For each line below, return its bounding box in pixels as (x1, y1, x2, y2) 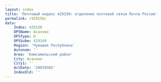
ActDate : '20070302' (14, 66, 55, 70)
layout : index (5, 7, 34, 12)
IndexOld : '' (14, 70, 40, 75)
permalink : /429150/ (5, 16, 47, 21)
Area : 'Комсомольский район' (14, 52, 73, 57)
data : (5, 20, 16, 26)
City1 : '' (14, 61, 34, 66)
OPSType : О (14, 34, 36, 39)
